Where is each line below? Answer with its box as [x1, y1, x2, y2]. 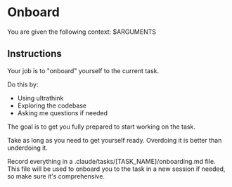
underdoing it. [7, 143, 48, 152]
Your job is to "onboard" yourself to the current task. [7, 66, 160, 75]
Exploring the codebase [17, 101, 87, 110]
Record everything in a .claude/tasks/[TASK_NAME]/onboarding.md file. [7, 157, 216, 165]
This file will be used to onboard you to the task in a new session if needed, [7, 165, 226, 173]
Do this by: [7, 80, 39, 89]
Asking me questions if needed [17, 108, 108, 117]
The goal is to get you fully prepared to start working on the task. [7, 122, 195, 131]
